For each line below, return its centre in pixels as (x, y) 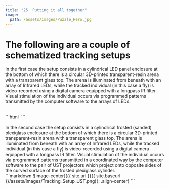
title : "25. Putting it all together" (46, 10)
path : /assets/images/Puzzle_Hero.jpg (51, 19)
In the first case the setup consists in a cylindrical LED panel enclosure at (81, 69)
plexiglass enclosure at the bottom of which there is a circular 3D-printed (81, 133)
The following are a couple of (68, 44)
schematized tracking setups (68, 55)
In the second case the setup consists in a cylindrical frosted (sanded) (78, 128)
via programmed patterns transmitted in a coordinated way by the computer (84, 160)
